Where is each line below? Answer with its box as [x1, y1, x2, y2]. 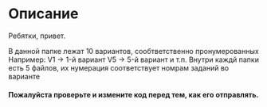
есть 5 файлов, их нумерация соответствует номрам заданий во [8, 63, 230, 72]
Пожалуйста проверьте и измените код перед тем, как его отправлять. [8, 90, 259, 99]
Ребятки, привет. [8, 31, 66, 40]
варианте [8, 71, 41, 81]
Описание [8, 5, 79, 23]
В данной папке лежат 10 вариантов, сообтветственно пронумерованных [8, 46, 259, 55]
